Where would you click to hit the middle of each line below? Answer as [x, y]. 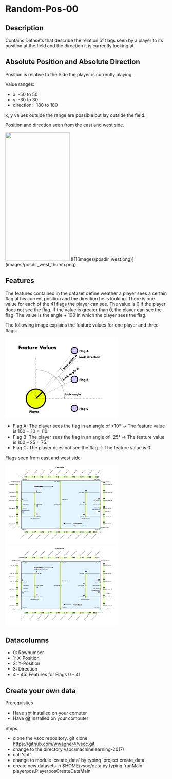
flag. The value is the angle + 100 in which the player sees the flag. [76, 315]
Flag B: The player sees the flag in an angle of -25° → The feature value [89, 437]
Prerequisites [19, 703]
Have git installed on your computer [51, 718]
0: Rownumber [28, 653]
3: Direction [25, 669]
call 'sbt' [22, 755]
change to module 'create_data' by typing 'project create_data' [79, 760]
